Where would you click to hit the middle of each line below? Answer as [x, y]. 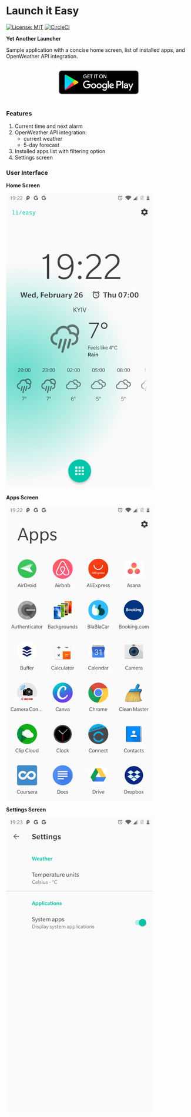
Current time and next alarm [49, 126]
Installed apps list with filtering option [60, 151]
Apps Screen [22, 498]
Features [19, 113]
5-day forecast [41, 145]
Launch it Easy [43, 11]
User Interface [27, 173]
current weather [43, 138]
